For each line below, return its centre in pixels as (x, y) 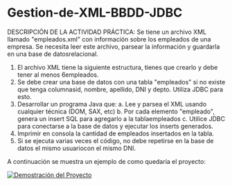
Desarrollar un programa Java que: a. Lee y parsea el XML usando (112, 104)
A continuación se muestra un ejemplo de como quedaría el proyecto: (107, 161)
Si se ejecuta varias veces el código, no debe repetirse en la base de (115, 140)
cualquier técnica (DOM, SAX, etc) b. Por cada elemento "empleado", (116, 111)
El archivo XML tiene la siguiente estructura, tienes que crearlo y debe (117, 67)
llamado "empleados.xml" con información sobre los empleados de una (109, 39)
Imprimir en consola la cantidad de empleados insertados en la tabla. (116, 133)
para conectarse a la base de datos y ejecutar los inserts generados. (115, 126)
